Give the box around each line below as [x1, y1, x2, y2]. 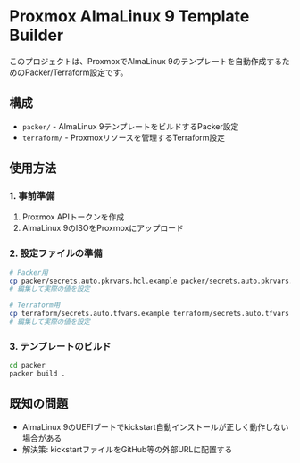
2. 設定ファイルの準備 [9, 247, 103, 260]
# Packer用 [9, 268, 49, 277]
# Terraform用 [9, 301, 61, 310]
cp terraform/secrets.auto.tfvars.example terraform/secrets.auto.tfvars [9, 310, 290, 318]
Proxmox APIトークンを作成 [21, 211, 125, 222]
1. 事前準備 [9, 190, 55, 203]
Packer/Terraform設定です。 [24, 67, 129, 78]
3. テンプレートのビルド [9, 340, 112, 352]
